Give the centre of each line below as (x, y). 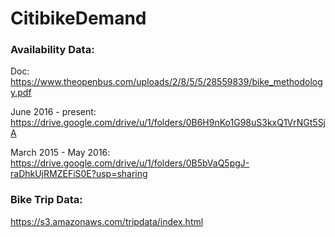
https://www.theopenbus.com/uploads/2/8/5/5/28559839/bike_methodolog (166, 82)
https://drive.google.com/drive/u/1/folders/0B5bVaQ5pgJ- (130, 163)
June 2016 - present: (53, 112)
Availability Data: (52, 50)
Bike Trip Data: (46, 200)
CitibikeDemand (78, 18)
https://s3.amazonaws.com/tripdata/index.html (107, 221)
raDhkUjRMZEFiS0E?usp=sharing (79, 174)
